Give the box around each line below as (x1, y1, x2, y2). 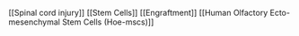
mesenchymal (8, 17, 60, 27)
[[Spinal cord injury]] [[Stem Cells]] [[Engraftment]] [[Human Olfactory (8, 8, 268, 18)
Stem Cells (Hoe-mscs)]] (61, 17, 154, 27)
